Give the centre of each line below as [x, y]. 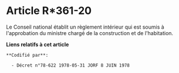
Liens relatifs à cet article [38, 44]
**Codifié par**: [27, 55]
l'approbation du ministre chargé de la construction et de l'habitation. [90, 33]
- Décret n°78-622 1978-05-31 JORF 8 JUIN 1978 [71, 65]
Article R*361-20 [49, 11]
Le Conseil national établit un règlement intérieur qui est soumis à [85, 27]
